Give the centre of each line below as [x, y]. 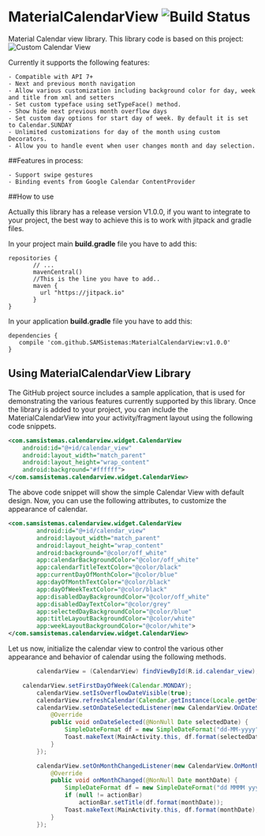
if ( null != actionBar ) [104, 795]
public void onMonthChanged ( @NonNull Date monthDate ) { [144, 781]
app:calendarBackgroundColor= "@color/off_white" [118, 560]
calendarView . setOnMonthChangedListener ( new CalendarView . [136, 766]
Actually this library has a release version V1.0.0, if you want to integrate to [129, 211]
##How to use [31, 196]
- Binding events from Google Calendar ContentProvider [102, 181]
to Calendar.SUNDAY [40, 125]
